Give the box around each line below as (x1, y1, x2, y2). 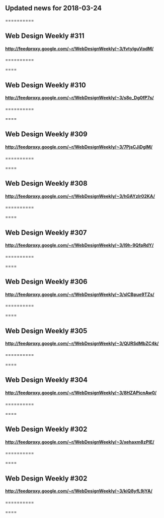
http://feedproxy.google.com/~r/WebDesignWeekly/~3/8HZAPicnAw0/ (5, 389, 157, 396)
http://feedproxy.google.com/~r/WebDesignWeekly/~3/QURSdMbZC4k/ (5, 340, 159, 346)
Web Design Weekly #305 (5, 326, 87, 335)
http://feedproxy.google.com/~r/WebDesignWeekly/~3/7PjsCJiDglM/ (5, 144, 153, 150)
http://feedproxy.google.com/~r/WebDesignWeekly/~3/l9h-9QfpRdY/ (5, 242, 154, 249)
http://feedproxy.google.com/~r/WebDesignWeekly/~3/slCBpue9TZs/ (5, 291, 155, 297)
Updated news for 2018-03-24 (5, 4, 102, 12)
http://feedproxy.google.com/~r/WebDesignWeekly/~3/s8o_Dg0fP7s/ (5, 95, 154, 101)
